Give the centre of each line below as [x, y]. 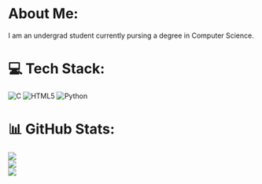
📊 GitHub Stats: [62, 129]
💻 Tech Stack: [57, 69]
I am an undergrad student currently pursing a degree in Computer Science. [131, 35]
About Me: [43, 14]
